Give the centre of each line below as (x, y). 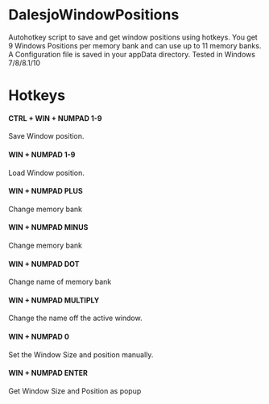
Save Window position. (46, 136)
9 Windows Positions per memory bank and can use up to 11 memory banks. (135, 45)
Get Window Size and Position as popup (75, 391)
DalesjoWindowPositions (94, 15)
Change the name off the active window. (75, 318)
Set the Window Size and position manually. (81, 354)
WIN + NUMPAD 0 (39, 336)
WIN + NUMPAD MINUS (48, 227)
